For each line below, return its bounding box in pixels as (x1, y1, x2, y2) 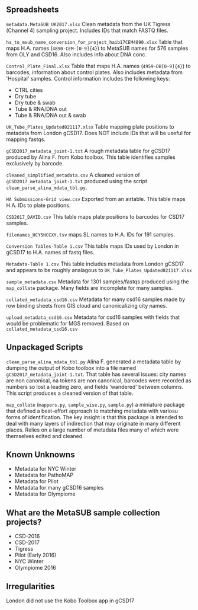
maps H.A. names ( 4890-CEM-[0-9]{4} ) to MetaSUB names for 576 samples (6, 44, 189, 52)
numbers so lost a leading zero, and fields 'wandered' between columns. (6, 383, 184, 390)
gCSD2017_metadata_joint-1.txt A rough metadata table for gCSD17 (6, 147, 170, 154)
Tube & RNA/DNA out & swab (14, 111, 86, 119)
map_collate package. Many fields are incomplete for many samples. (6, 284, 173, 291)
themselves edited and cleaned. (6, 432, 84, 439)
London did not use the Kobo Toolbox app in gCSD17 (6, 597, 135, 604)
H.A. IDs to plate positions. (6, 202, 71, 209)
